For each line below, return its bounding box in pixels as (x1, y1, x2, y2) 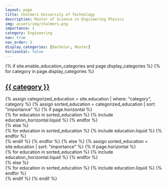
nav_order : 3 (5, 40, 32, 45)
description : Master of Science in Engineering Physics (5, 16, 124, 21)
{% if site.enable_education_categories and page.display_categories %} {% (5, 63, 160, 69)
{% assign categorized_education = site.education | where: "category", (5, 96, 151, 102)
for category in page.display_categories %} (5, 68, 94, 74)
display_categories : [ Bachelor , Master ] (5, 44, 91, 49)
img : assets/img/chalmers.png (5, 21, 68, 26)
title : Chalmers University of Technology (5, 12, 95, 17)
